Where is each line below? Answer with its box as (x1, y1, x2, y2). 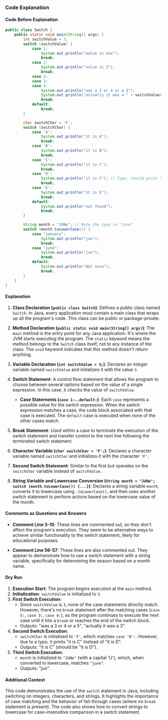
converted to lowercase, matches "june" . (19, 659, 105, 666)
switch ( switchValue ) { (23, 41, 72, 46)
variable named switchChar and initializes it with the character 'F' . (12, 453, 149, 459)
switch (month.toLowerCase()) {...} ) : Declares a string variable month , (12, 483, 159, 489)
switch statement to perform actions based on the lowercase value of (12, 493, 156, 499)
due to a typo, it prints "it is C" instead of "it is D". (19, 638, 122, 644)
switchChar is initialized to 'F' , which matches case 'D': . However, (19, 633, 158, 639)
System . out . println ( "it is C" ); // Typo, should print (40, 176, 157, 181)
